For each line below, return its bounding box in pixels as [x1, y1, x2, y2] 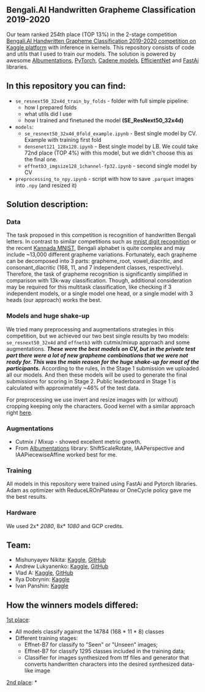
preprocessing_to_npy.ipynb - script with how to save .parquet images [15, 175, 194, 182]
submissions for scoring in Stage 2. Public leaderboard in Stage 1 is [6, 377, 176, 385]
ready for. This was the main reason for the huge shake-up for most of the [6, 358, 199, 366]
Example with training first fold [24, 136, 102, 143]
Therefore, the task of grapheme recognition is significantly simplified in [6, 270, 188, 278]
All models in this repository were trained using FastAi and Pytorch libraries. [6, 480, 198, 488]
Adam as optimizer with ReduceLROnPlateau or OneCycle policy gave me [6, 487, 192, 494]
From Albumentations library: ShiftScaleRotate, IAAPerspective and [15, 444, 185, 452]
